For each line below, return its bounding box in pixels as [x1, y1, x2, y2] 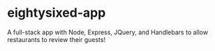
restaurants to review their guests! [7, 35, 106, 43]
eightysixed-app [7, 5, 106, 21]
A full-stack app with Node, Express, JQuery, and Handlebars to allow [7, 28, 208, 36]
